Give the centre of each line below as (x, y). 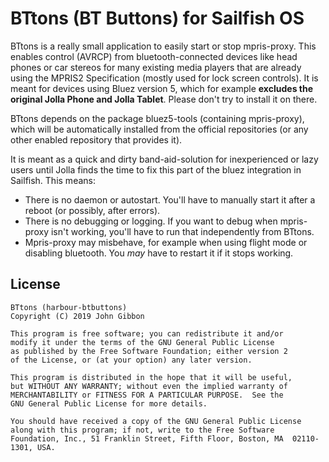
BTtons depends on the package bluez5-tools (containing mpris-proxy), (157, 118)
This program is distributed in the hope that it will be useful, (151, 377)
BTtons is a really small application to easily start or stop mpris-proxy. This (163, 46)
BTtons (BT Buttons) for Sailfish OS (157, 18)
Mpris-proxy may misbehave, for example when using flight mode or (166, 242)
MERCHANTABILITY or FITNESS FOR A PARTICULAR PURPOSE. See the (147, 395)
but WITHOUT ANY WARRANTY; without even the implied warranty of (149, 386)
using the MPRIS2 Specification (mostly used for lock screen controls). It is (164, 78)
